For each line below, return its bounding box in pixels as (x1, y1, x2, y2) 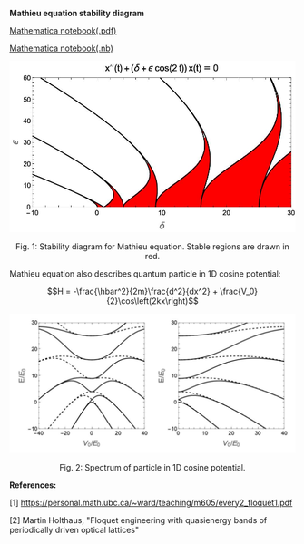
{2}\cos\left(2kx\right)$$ (106, 296, 199, 306)
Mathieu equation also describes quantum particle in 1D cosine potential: (9, 268, 281, 279)
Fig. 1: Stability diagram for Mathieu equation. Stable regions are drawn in (15, 241, 290, 252)
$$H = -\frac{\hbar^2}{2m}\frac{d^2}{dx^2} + (46, 286, 219, 297)
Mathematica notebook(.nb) (9, 43, 113, 53)
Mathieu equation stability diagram (9, 8, 145, 18)
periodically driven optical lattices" (9, 524, 140, 535)
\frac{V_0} (220, 286, 259, 297)
